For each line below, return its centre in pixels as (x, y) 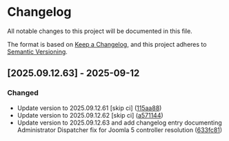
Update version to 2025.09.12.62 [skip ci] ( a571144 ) (90, 115)
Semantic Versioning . (37, 52)
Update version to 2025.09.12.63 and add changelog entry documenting (119, 122)
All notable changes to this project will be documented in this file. (100, 31)
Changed (23, 93)
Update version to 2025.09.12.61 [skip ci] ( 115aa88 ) (89, 108)
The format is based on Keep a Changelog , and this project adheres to (107, 44)
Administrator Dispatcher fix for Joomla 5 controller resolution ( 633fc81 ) (120, 130)
